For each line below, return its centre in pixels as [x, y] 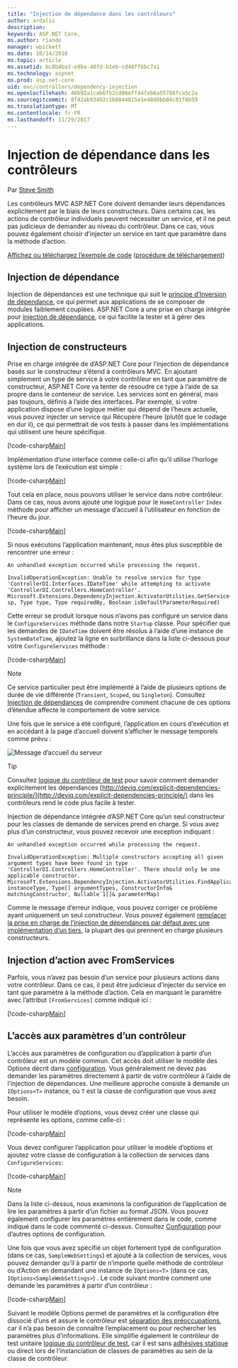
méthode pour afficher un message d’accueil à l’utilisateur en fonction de [114, 510]
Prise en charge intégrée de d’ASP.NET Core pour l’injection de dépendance [118, 364]
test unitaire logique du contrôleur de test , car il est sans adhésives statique [118, 1343]
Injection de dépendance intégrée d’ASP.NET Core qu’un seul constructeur [116, 817]
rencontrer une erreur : [41, 552]
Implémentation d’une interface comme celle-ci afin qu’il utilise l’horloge [113, 460]
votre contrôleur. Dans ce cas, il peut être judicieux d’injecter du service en [117, 985]
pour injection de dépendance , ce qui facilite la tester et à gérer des [106, 317]
